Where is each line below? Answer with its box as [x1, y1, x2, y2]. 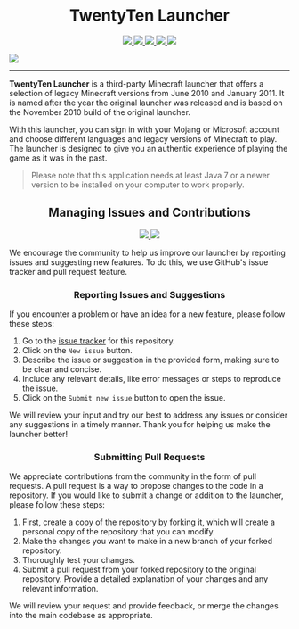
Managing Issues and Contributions [48, 205, 251, 220]
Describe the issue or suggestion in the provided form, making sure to [21, 354, 279, 366]
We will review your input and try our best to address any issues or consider [9, 410, 288, 420]
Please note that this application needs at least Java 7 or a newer [30, 170, 270, 180]
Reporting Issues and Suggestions [73, 288, 226, 301]
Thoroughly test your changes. [21, 555, 135, 566]
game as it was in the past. [9, 153, 108, 163]
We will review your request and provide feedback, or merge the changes [9, 600, 279, 611]
